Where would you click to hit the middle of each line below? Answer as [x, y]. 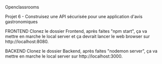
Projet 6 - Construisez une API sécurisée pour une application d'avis [74, 16]
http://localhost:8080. [27, 42]
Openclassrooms [22, 7]
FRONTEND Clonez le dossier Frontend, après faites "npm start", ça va [76, 31]
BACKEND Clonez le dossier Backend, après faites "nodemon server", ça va [81, 51]
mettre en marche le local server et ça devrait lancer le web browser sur [78, 36]
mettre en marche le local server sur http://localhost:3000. [64, 56]
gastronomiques [21, 22]
